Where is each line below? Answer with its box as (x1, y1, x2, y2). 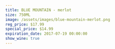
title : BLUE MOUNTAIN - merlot (5, 7, 72, 13)
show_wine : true (5, 36, 40, 41)
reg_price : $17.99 (5, 21, 44, 27)
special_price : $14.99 (5, 27, 53, 32)
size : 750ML (5, 12, 31, 17)
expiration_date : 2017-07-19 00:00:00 (5, 31, 88, 36)
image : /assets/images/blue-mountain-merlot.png (5, 17, 110, 22)
